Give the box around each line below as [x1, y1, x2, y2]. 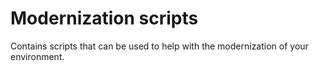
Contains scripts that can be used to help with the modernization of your [10, 40, 309, 52]
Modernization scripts [10, 7, 199, 30]
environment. [10, 50, 65, 62]
